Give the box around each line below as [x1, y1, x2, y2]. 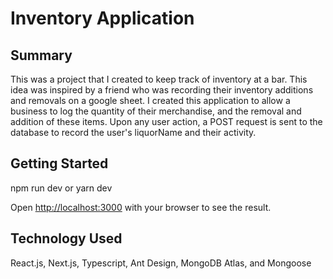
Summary [10, 47, 73, 64]
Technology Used [10, 230, 123, 247]
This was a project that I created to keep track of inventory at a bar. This [10, 73, 308, 85]
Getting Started [10, 155, 109, 172]
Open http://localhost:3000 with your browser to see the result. [10, 201, 272, 213]
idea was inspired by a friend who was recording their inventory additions [10, 84, 314, 96]
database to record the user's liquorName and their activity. [10, 127, 257, 138]
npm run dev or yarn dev [10, 182, 113, 194]
